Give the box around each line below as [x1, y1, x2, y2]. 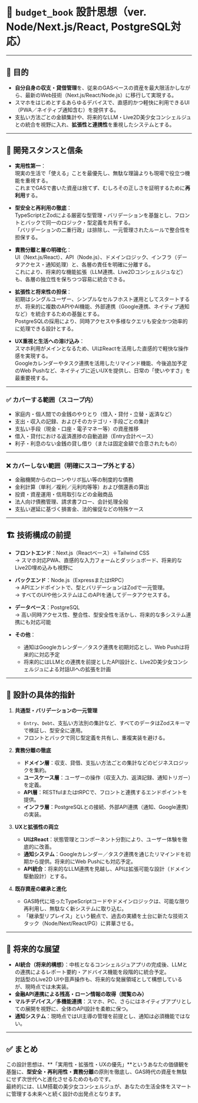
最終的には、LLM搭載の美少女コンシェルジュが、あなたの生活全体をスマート [6, 1083, 192, 1090]
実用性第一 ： [14, 162, 46, 169]
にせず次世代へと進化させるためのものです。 [6, 1076, 114, 1083]
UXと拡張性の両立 [14, 823, 59, 830]
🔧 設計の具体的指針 [6, 690, 75, 700]
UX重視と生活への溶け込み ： [14, 337, 85, 345]
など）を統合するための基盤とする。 [14, 310, 103, 317]
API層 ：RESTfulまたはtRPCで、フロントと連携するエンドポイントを [23, 788, 187, 795]
